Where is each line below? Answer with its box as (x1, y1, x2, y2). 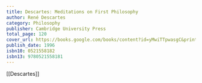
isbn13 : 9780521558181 (6, 54, 63, 60)
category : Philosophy (6, 20, 61, 26)
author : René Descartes (6, 14, 66, 20)
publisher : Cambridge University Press (6, 25, 106, 32)
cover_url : (6, 37, 34, 43)
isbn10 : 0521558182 (6, 48, 55, 54)
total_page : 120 (6, 31, 47, 37)
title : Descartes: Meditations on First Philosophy (6, 8, 138, 15)
